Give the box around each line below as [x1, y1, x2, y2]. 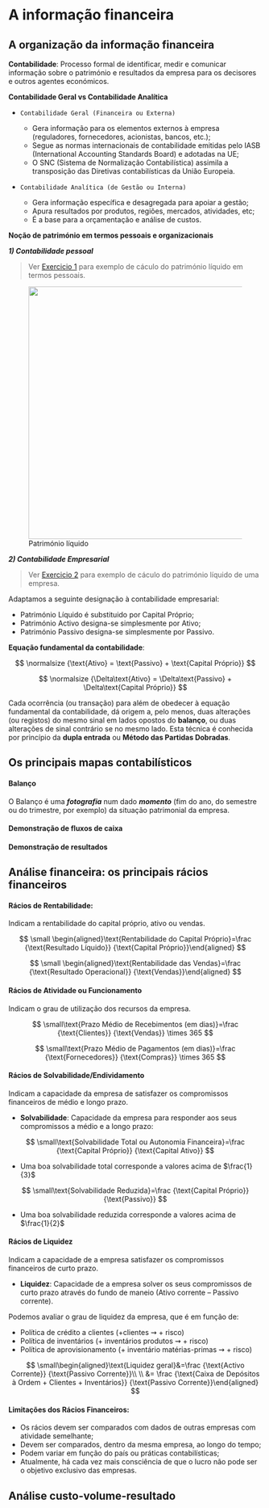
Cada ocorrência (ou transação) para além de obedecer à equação [8, 698, 230, 708]
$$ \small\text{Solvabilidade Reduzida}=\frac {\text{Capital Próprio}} [21, 1186, 250, 1195]
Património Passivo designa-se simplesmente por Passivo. [19, 627, 215, 636]
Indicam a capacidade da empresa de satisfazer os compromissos [8, 1089, 229, 1098]
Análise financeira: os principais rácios [8, 866, 209, 879]
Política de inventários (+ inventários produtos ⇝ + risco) [19, 1336, 209, 1346]
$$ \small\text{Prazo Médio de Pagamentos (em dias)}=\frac [35, 1043, 236, 1053]
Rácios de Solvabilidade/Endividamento [8, 1071, 145, 1080]
